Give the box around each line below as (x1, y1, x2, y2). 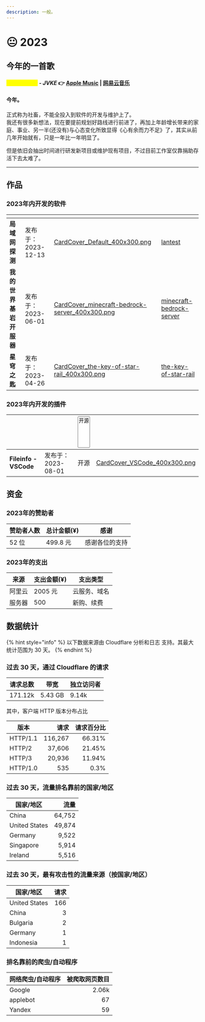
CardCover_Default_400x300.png (54, 238, 151, 246)
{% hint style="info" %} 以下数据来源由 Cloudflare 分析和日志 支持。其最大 (6, 638, 194, 646)
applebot (9, 995, 35, 1004)
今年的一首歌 (6, 61, 55, 71)
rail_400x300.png (54, 370, 106, 378)
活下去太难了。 (6, 155, 44, 162)
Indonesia (9, 938, 38, 947)
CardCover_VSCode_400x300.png (96, 458, 196, 467)
